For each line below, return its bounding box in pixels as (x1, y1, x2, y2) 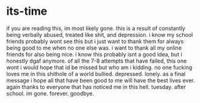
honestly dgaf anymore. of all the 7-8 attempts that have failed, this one (6, 57, 187, 64)
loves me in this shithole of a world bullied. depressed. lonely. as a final (6, 70, 185, 77)
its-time (6, 4, 48, 18)
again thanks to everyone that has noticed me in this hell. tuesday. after (6, 83, 187, 90)
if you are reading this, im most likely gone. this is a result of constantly (6, 25, 185, 32)
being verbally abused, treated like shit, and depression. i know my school (6, 31, 193, 38)
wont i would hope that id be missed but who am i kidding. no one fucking (6, 63, 193, 71)
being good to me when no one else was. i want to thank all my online (6, 44, 182, 51)
